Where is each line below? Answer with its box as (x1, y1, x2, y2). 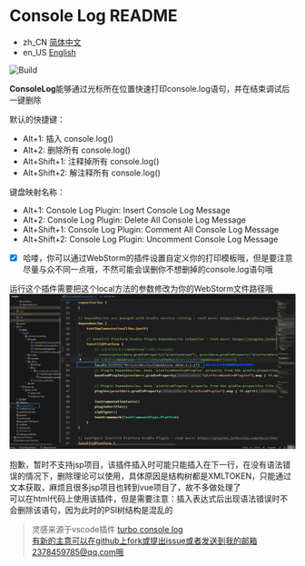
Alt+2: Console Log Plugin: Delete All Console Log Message (22, 214, 247, 225)
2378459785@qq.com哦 (31, 547, 124, 558)
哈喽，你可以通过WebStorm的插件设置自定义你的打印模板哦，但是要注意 (22, 252, 293, 263)
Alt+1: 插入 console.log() (22, 133, 113, 144)
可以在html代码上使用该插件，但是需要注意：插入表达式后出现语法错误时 (9, 493, 280, 504)
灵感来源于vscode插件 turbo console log (31, 524, 183, 535)
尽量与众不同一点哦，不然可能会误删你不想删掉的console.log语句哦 (22, 264, 274, 274)
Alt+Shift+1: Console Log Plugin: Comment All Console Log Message (22, 223, 280, 234)
